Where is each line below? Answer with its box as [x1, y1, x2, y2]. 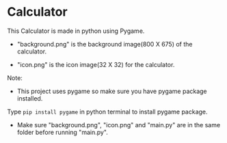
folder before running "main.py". [16, 128, 108, 136]
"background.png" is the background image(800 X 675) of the [16, 40, 193, 48]
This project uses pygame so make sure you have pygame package [16, 87, 207, 95]
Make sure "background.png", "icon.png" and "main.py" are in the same [16, 120, 221, 129]
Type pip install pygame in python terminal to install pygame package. [7, 107, 208, 116]
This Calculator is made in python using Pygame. [7, 27, 145, 35]
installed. [16, 94, 43, 103]
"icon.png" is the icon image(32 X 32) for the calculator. [16, 60, 175, 68]
